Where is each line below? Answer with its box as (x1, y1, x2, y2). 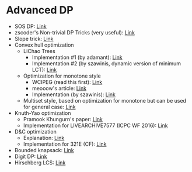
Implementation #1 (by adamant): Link (32, 54, 123, 61)
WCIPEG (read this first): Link (32, 78, 103, 85)
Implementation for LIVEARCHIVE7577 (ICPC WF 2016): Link (23, 122, 168, 129)
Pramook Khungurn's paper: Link (23, 115, 103, 122)
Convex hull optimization (14, 41, 74, 48)
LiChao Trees (23, 47, 55, 54)
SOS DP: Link (14, 23, 47, 30)
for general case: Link (23, 103, 76, 110)
